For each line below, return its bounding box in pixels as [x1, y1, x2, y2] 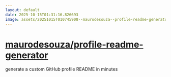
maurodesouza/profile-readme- [5, 38, 144, 50]
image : [5, 17, 19, 22]
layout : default [5, 7, 40, 13]
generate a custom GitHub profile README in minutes [5, 66, 118, 72]
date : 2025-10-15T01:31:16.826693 [5, 12, 79, 17]
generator [5, 49, 48, 61]
